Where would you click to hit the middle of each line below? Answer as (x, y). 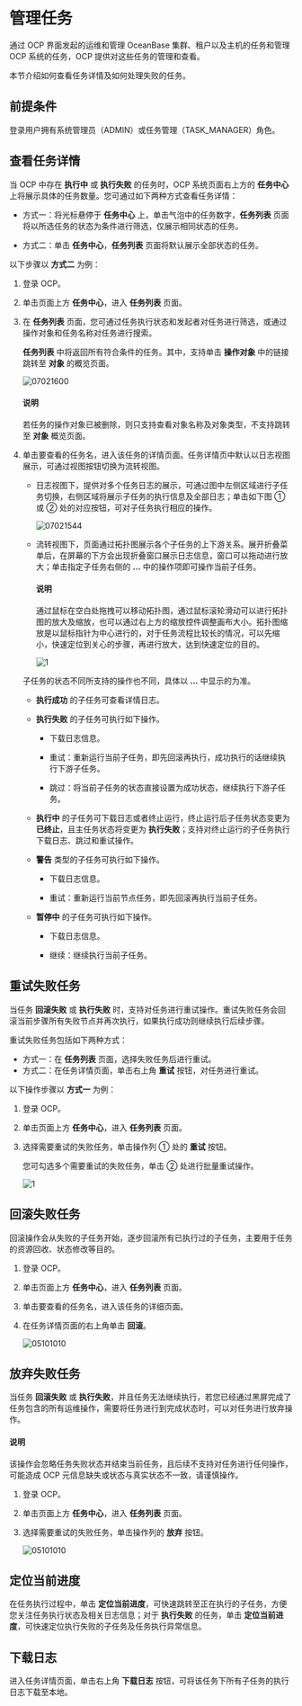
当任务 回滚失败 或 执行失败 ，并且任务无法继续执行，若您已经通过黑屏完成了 (151, 1397)
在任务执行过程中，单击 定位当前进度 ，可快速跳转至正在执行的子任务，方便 (148, 1604)
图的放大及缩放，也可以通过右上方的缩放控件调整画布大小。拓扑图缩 (162, 621)
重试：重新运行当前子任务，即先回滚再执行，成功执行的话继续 (164, 757)
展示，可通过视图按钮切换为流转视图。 (93, 466)
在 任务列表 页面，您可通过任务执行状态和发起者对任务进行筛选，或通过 (155, 321)
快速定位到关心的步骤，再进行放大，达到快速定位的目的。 (158, 644)
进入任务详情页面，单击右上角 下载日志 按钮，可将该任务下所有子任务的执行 (149, 1681)
